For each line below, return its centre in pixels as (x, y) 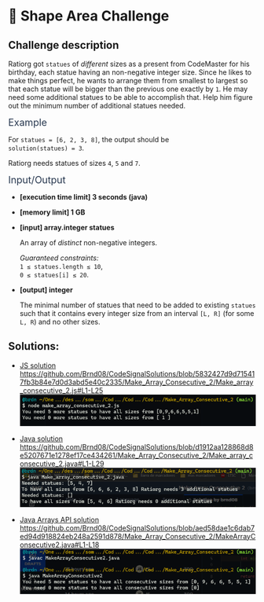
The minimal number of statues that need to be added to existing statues (137, 305)
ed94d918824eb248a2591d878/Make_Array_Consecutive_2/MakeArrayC (137, 536)
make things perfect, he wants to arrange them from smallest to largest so (128, 81)
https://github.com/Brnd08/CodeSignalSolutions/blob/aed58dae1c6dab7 (137, 528)
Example (27, 123)
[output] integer (46, 290)
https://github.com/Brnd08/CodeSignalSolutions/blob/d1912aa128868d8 (136, 447)
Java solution (41, 439)
